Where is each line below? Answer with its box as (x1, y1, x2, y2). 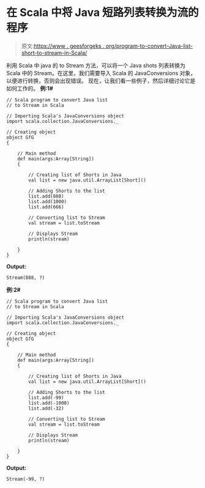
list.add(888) (28, 193, 64, 199)
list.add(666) (28, 204, 64, 210)
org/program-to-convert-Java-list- (105, 42, 193, 50)
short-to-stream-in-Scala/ (21, 49, 88, 56)
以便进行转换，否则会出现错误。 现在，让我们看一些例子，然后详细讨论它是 (6, 77, 196, 84)
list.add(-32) (28, 405, 64, 412)
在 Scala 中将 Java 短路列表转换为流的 (6, 6, 199, 20)
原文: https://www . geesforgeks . (21, 42, 105, 50)
